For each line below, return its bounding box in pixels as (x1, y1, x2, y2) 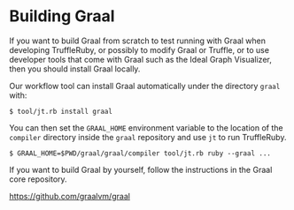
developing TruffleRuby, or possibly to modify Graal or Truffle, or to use (9, 44, 270, 55)
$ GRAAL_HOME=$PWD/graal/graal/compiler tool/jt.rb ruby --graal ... (9, 148, 272, 158)
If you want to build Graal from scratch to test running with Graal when (9, 35, 267, 46)
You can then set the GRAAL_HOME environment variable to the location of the (9, 122, 283, 133)
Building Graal (9, 6, 115, 26)
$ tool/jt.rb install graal (9, 107, 113, 116)
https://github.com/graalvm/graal (9, 191, 131, 201)
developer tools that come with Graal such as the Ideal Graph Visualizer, (9, 54, 272, 64)
